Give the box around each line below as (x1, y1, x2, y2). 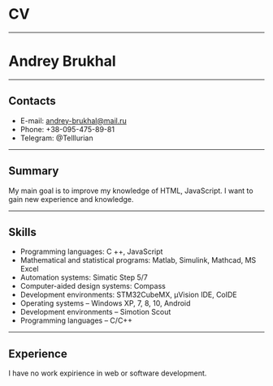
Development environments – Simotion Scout (19, 307, 171, 317)
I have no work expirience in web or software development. (8, 368, 207, 378)
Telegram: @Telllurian (19, 133, 93, 143)
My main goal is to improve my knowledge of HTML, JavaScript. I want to (8, 186, 253, 195)
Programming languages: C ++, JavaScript (19, 247, 163, 256)
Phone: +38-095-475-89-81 (19, 124, 115, 134)
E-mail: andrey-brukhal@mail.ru (19, 115, 128, 126)
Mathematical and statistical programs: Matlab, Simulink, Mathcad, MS (19, 255, 257, 265)
